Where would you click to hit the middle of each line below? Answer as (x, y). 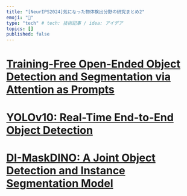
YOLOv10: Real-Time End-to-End (90, 117)
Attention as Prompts (60, 90)
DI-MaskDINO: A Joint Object (81, 158)
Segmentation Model (60, 183)
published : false (28, 34)
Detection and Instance (66, 170)
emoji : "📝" (20, 17)
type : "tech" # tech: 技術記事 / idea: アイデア (65, 23)
